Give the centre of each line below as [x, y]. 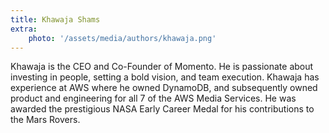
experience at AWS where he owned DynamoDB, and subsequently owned [164, 88]
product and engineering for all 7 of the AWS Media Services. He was [153, 98]
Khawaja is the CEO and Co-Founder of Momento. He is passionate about [162, 67]
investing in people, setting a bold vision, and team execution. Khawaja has [165, 77]
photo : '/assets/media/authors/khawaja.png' [122, 38]
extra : [24, 29]
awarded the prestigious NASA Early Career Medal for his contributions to [162, 109]
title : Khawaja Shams [55, 19]
